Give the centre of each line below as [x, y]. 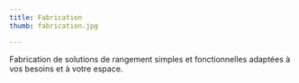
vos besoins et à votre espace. [66, 69]
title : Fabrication [46, 17]
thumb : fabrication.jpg [54, 26]
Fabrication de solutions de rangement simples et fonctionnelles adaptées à [150, 59]
